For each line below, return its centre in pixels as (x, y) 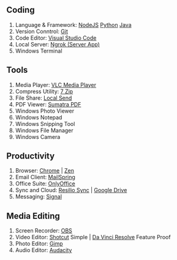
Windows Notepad (39, 117)
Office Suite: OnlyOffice (45, 184)
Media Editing (33, 216)
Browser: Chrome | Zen (45, 171)
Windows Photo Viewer (45, 111)
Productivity (31, 156)
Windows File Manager (44, 130)
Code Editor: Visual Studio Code (56, 38)
